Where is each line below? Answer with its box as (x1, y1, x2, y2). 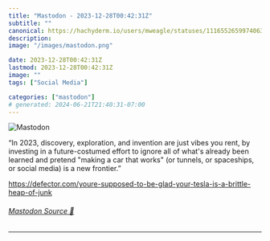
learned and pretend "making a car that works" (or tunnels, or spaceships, (8, 155, 255, 165)
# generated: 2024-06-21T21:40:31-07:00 (8, 100, 146, 108)
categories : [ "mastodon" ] (8, 93, 95, 101)
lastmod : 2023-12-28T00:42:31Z (8, 63, 113, 72)
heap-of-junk (8, 188, 52, 198)
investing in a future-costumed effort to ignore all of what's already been (8, 146, 249, 157)
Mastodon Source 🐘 (8, 206, 75, 215)
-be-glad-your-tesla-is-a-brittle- (143, 179, 252, 189)
